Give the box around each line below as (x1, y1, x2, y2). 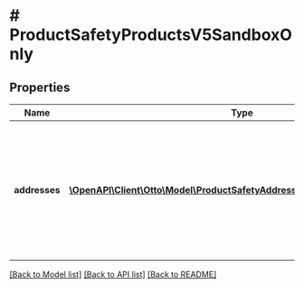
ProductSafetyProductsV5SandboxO (9, 24, 292, 45)
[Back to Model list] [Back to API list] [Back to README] (9, 269, 217, 280)
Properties (9, 79, 71, 95)
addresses (14, 184, 61, 196)
